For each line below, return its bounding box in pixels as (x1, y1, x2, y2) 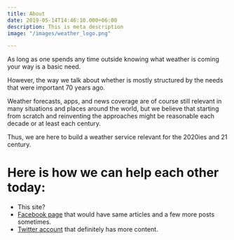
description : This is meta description (7, 23, 124, 30)
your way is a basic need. (7, 62, 81, 71)
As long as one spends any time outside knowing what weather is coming (7, 55, 219, 64)
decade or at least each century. (7, 120, 102, 128)
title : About (7, 10, 46, 17)
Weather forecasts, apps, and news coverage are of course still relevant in (7, 97, 222, 106)
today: (7, 180, 46, 196)
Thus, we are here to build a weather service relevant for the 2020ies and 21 (7, 133, 228, 141)
